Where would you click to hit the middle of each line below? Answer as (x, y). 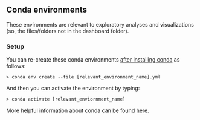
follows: (16, 66)
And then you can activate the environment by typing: (73, 88)
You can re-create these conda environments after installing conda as (93, 60)
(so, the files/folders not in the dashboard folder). (68, 31)
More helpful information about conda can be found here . (78, 110)
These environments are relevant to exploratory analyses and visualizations (100, 24)
